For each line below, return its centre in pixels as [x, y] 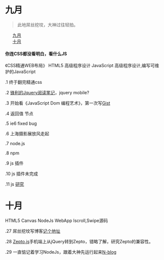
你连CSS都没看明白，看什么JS [36, 54]
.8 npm [12, 153]
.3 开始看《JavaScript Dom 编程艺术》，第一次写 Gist [58, 103]
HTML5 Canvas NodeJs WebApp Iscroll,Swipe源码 [57, 221]
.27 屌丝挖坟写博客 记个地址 [33, 231]
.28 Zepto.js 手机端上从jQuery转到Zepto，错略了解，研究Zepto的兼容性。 [79, 242]
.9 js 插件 [14, 163]
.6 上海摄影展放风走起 [27, 134]
